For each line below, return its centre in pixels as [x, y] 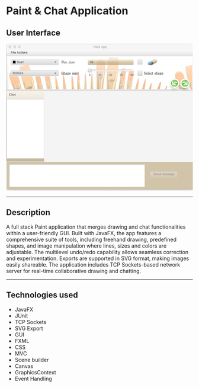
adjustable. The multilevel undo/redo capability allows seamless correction [97, 252]
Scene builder [32, 360]
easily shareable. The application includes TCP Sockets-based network [93, 264]
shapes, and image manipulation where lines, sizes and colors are [86, 246]
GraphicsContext [35, 372]
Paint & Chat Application [67, 11]
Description [28, 212]
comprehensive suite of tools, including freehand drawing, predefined [91, 239]
